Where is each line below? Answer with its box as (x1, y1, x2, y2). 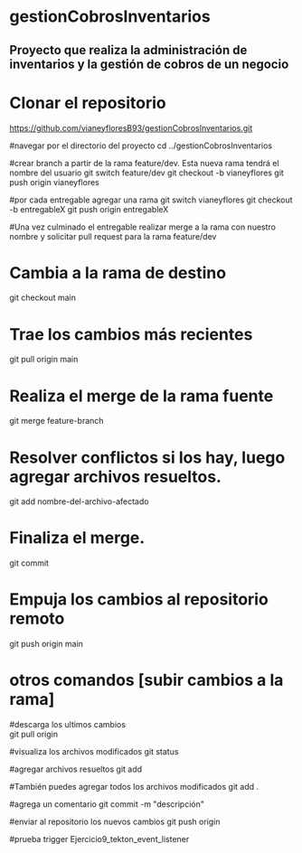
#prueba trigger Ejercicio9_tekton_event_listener (9, 834, 190, 845)
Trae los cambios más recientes (9, 323, 253, 344)
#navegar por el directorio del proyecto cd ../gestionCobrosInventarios (9, 140, 273, 151)
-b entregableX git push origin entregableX (9, 203, 169, 214)
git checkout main (9, 292, 77, 304)
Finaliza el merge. (9, 528, 146, 548)
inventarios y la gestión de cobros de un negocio (9, 56, 289, 71)
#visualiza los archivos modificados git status (9, 746, 179, 757)
